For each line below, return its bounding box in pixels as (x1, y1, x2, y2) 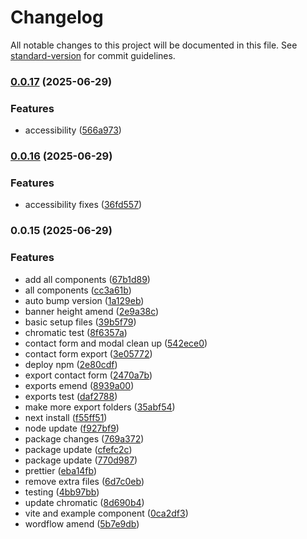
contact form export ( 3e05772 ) (24, 347, 153, 360)
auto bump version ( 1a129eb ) (24, 294, 145, 306)
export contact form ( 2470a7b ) (24, 369, 153, 381)
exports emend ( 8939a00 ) (24, 379, 135, 391)
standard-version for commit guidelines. (10, 49, 176, 61)
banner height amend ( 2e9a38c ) (24, 305, 160, 317)
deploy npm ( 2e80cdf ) (24, 358, 118, 370)
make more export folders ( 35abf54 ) (24, 401, 176, 413)
